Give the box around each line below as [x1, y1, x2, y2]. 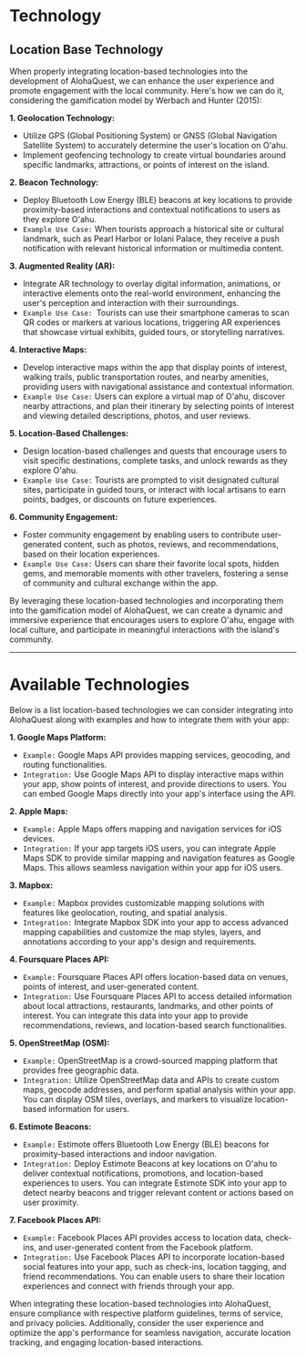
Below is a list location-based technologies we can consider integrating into [9, 704, 293, 715]
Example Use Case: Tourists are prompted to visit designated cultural [22, 474, 280, 485]
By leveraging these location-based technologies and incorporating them [9, 596, 284, 606]
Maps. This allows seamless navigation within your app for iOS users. [22, 862, 283, 872]
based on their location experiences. [22, 548, 161, 559]
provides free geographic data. [22, 1065, 139, 1076]
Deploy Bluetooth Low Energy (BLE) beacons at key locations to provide [22, 195, 293, 205]
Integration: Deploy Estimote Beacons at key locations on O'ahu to [22, 1158, 278, 1168]
